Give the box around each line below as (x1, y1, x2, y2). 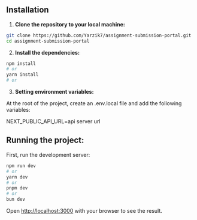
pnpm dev (6, 185, 28, 191)
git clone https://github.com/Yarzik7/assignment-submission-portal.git (6, 32, 192, 38)
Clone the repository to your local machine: (14, 20, 126, 28)
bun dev (6, 197, 26, 203)
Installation (6, 5, 49, 15)
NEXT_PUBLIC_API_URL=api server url (6, 118, 101, 125)
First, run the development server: (6, 151, 90, 158)
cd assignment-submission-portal (6, 38, 90, 44)
